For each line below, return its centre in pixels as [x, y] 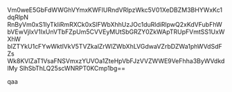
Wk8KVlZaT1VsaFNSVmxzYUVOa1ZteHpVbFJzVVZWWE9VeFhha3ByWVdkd [116, 61]
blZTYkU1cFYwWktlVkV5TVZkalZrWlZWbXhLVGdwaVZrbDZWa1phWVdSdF [115, 46]
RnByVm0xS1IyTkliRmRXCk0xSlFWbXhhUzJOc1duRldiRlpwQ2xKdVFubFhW [115, 24]
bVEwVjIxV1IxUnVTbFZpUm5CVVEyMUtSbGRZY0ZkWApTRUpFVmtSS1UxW [116, 32]
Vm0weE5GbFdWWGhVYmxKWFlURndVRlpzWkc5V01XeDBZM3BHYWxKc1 [115, 10]
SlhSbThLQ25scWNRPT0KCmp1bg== [72, 68]
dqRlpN [18, 17]
